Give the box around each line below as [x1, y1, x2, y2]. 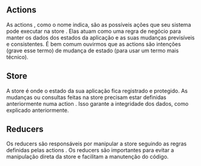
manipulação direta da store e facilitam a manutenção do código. [6, 153, 169, 161]
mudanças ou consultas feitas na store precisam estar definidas [6, 94, 167, 101]
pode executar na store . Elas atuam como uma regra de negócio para [6, 27, 181, 35]
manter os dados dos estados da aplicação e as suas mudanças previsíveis [6, 33, 196, 41]
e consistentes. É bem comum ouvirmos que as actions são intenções [6, 40, 181, 47]
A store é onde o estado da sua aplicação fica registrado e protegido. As [6, 87, 188, 94]
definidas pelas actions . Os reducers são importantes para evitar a [6, 147, 174, 154]
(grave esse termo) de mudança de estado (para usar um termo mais [6, 47, 179, 54]
